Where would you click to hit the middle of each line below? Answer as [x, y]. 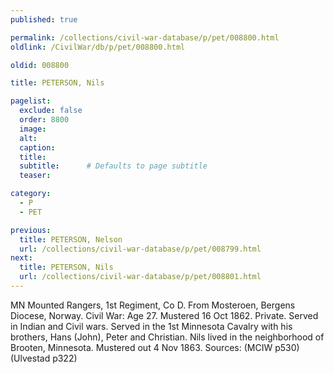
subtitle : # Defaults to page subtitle [113, 166]
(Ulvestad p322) [44, 358]
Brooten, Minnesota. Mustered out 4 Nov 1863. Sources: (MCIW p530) [155, 347]
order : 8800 [44, 120]
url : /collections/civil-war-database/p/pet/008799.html [140, 249]
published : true [44, 19]
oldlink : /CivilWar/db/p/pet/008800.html [98, 47]
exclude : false [51, 111]
